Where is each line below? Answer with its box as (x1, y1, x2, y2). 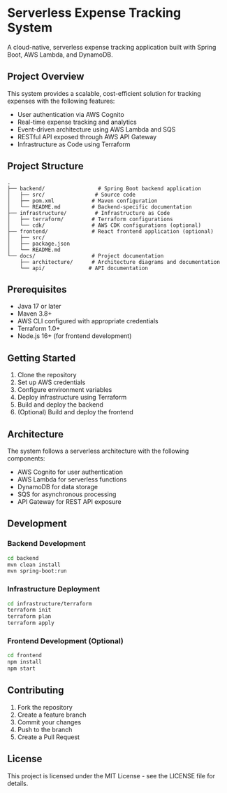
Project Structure (7, 160, 84, 172)
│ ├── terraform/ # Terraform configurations (7, 216, 173, 223)
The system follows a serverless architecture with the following (7, 447, 189, 455)
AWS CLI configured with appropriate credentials (17, 317, 159, 325)
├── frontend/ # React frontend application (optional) (7, 227, 214, 235)
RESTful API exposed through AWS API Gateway (17, 132, 157, 141)
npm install (7, 659, 42, 666)
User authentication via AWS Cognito (17, 110, 124, 118)
